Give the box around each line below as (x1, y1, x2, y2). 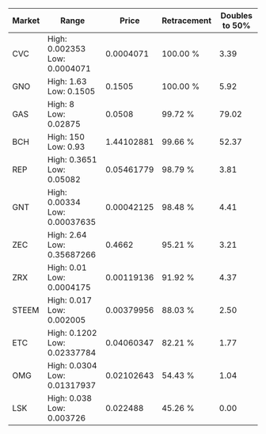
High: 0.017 (47, 295, 93, 306)
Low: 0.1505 (47, 86, 96, 97)
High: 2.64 (47, 230, 87, 240)
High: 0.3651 (47, 154, 97, 165)
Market (12, 15, 40, 26)
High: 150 (47, 131, 85, 142)
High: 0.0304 (47, 360, 97, 371)
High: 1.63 (47, 76, 87, 86)
